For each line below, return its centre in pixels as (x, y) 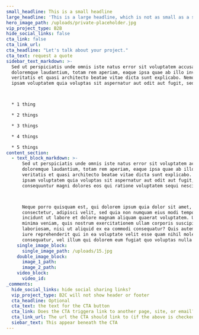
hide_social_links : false (38, 34)
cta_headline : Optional (41, 301)
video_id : (34, 279)
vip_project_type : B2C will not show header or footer (81, 295)
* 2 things (25, 115)
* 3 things (25, 126)
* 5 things (25, 147)
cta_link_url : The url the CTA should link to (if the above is (92, 317)
